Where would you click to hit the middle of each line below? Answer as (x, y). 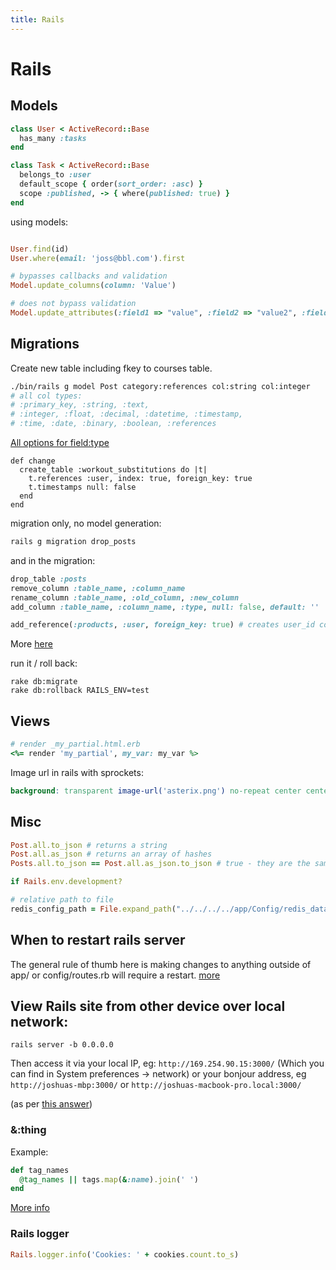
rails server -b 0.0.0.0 (62, 1045)
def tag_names (40, 1170)
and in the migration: (53, 560)
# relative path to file (62, 900)
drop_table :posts (48, 579)
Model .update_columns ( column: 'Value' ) (93, 286)
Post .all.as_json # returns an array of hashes (111, 854)
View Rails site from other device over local (148, 1006)
